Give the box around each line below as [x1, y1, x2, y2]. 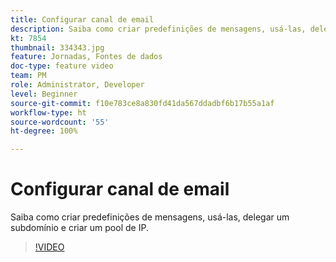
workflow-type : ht [10, 107, 87, 118]
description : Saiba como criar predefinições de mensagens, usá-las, [10, 24, 307, 34]
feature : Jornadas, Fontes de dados [10, 52, 163, 62]
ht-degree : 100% [10, 126, 78, 136]
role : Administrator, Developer [10, 80, 145, 90]
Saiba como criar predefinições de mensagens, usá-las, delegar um [10, 211, 290, 223]
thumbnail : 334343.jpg [10, 42, 105, 53]
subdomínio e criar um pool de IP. [10, 222, 149, 234]
